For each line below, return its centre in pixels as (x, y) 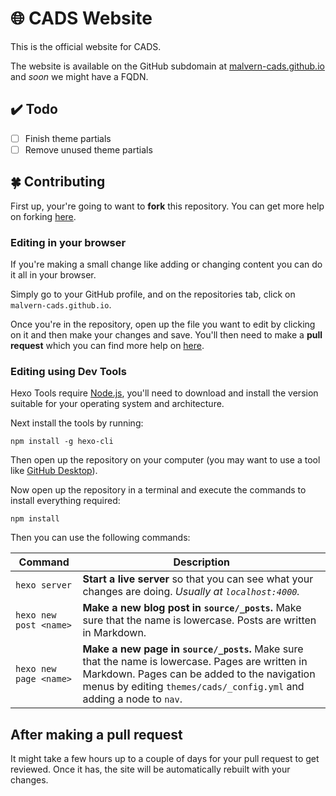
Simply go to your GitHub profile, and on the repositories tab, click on (153, 294)
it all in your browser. (53, 274)
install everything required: (65, 501)
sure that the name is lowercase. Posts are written (199, 620)
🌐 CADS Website (81, 18)
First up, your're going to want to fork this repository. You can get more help (167, 206)
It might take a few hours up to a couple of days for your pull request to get (165, 759)
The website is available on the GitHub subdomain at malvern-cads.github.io (167, 66)
